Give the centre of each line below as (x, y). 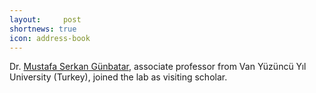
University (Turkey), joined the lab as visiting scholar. (118, 77)
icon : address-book (50, 38)
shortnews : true (43, 29)
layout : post (45, 19)
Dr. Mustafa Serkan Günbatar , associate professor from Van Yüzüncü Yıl (158, 67)
